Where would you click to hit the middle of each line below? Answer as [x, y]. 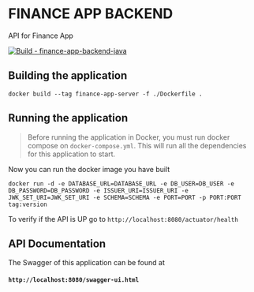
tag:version [28, 204]
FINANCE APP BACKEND [91, 14]
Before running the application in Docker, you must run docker [129, 137]
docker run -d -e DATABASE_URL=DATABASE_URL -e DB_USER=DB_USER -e [121, 183]
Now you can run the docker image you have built [89, 169]
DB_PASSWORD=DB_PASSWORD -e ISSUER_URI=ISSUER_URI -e [99, 190]
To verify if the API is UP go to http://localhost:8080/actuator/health [123, 219]
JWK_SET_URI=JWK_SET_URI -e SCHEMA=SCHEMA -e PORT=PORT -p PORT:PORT [125, 197]
